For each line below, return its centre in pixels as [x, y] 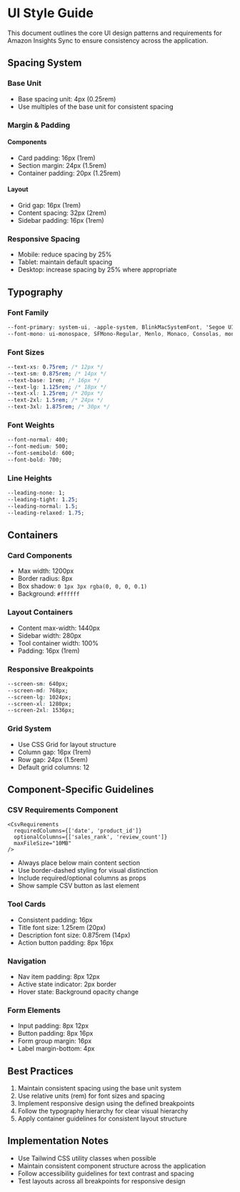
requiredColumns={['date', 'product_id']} [78, 831]
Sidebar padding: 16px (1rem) [61, 220]
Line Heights [30, 478]
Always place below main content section [79, 863]
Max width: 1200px [46, 571]
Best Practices [40, 1071]
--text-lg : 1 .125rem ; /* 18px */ [57, 387]
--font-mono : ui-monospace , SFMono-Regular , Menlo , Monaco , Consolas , [115, 334]
